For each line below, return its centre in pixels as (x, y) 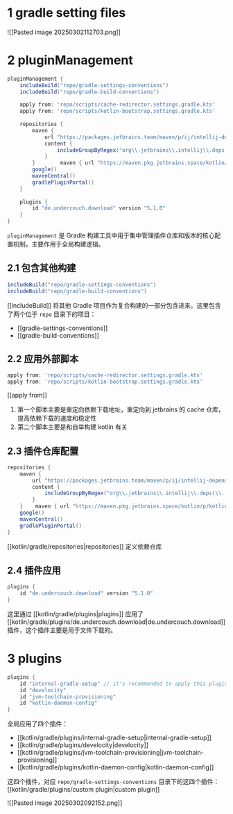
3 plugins (35, 659)
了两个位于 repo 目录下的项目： (52, 314)
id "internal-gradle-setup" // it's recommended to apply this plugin (124, 684)
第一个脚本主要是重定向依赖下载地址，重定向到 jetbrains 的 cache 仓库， (121, 409)
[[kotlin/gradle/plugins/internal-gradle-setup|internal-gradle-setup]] (114, 738)
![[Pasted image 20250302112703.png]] (64, 32)
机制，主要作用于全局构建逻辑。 (59, 244)
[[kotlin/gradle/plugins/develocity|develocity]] (83, 745)
